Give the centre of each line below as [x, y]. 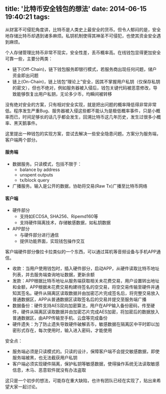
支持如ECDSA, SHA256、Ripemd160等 [59, 217]
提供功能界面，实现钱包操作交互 [52, 241]
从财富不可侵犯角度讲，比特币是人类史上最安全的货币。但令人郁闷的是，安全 [83, 29]
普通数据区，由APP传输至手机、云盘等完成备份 [60, 318]
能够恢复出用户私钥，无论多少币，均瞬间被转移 [64, 94]
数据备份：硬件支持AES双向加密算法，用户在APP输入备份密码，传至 [81, 306]
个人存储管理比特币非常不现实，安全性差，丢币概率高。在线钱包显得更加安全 [83, 52]
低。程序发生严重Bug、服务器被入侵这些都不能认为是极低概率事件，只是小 [81, 111]
